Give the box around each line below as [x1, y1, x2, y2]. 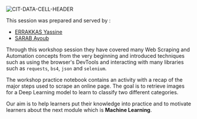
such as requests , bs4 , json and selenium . [6, 65, 107, 72]
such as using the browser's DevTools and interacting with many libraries [6, 59, 184, 65]
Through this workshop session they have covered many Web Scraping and [6, 46, 191, 53]
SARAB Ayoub [14, 35, 49, 41]
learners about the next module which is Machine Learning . [6, 107, 152, 113]
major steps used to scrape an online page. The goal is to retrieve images [6, 82, 185, 90]
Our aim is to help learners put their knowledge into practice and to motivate [6, 100, 192, 107]
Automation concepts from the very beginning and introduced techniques [6, 52, 185, 59]
